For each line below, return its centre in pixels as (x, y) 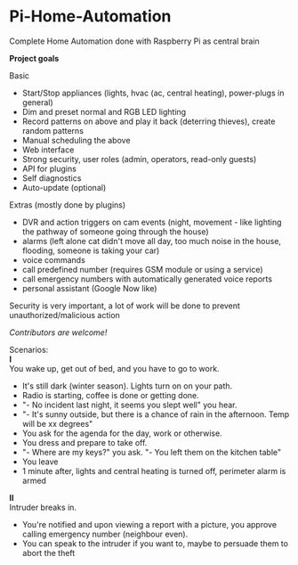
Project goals (34, 58)
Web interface (48, 150)
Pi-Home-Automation (90, 16)
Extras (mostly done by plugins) (68, 205)
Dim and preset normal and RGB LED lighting (104, 111)
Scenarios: (29, 349)
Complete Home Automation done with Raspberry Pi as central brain (134, 41)
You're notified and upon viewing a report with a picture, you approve (149, 524)
